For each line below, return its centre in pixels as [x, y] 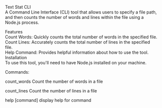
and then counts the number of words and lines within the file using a [74, 17]
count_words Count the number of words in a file [54, 81]
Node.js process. [22, 22]
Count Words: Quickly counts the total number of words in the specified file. [81, 37]
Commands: [17, 72]
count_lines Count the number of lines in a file [51, 91]
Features [14, 32]
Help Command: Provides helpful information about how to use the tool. [77, 52]
